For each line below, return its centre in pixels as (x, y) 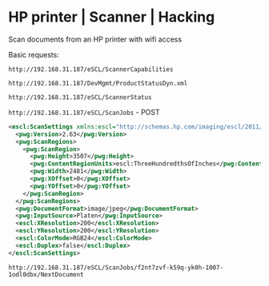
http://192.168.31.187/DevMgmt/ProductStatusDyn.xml (98, 83)
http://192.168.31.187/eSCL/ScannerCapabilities (91, 69)
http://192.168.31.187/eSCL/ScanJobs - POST (84, 112)
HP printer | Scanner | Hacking (112, 17)
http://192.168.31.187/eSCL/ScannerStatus (80, 97)
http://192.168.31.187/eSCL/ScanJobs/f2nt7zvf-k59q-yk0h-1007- (116, 268)
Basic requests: (34, 54)
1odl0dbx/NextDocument (46, 274)
